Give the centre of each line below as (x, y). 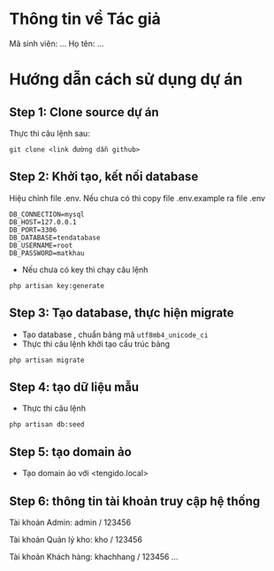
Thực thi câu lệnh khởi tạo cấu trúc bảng (96, 344)
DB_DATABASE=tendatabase (55, 238)
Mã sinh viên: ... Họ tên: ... (57, 43)
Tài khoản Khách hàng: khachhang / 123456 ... (94, 557)
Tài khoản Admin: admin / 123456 (70, 522)
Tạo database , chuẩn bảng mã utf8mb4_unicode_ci (115, 334)
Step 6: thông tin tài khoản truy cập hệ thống (135, 501)
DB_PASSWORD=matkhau (47, 253)
